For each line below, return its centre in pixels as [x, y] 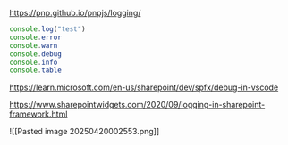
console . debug [36, 54]
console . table [36, 70]
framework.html [38, 114]
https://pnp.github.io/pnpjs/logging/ [75, 13]
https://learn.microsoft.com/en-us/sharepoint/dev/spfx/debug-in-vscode [144, 87]
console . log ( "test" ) [48, 29]
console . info [34, 62]
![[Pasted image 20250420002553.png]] [85, 132]
